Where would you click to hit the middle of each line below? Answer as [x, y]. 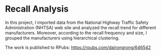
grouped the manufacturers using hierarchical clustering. [62, 38]
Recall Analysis [37, 9]
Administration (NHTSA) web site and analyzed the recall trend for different [80, 27]
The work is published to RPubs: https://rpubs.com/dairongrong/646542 [78, 47]
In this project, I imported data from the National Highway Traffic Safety [77, 22]
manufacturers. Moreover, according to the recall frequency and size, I [76, 33]
